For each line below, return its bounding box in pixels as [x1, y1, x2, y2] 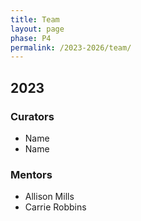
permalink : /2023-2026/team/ [10, 42, 132, 53]
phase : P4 [10, 33, 52, 43]
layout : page [10, 24, 65, 34]
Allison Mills [24, 191, 75, 203]
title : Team [10, 14, 60, 25]
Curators [10, 109, 55, 123]
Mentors [10, 167, 53, 181]
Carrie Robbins [24, 201, 87, 213]
